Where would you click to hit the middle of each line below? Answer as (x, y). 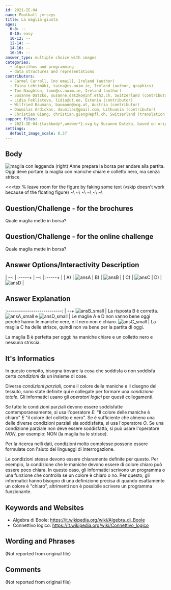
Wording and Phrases (40, 541)
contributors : (20, 76)
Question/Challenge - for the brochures (69, 208)
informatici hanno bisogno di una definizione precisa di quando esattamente (85, 481)
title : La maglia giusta (32, 19)
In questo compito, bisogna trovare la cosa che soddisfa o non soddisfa (80, 371)
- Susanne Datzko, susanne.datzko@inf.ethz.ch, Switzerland (75, 95)
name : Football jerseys (31, 15)
